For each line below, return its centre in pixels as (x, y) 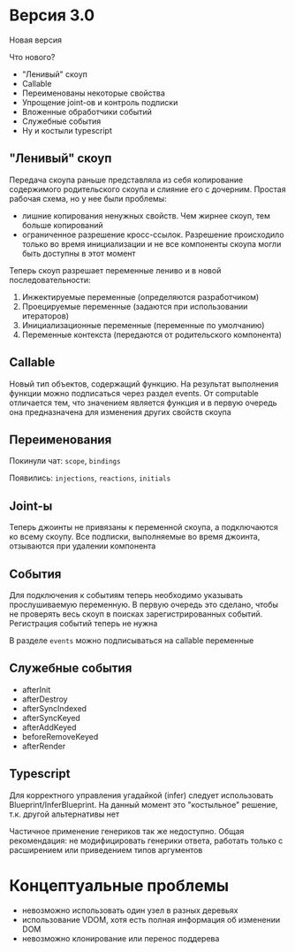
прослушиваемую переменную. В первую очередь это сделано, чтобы (144, 604)
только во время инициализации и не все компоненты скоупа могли (151, 243)
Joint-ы (31, 506)
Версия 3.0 (52, 15)
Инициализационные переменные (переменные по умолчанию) (143, 325)
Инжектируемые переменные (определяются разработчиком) (140, 296)
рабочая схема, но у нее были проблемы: (88, 198)
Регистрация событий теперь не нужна (83, 623)
